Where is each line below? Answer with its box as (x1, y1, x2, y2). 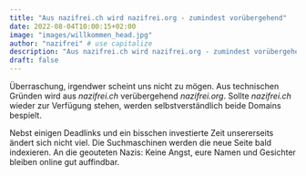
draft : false (9, 56, 59, 65)
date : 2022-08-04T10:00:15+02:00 (9, 22, 137, 31)
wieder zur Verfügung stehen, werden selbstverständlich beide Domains (9, 100, 281, 110)
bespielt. (9, 110, 43, 120)
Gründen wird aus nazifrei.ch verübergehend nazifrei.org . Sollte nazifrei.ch (9, 90, 291, 101)
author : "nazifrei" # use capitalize (9, 38, 153, 48)
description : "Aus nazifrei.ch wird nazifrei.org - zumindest (9, 47, 250, 57)
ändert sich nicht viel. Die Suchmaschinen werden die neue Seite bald (9, 138, 271, 148)
